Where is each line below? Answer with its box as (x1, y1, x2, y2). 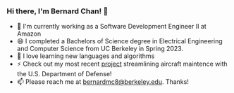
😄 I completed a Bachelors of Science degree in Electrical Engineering (16, 37, 223, 45)
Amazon (16, 29, 42, 38)
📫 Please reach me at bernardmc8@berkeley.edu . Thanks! (16, 78, 190, 86)
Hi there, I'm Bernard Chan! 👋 (6, 6, 109, 16)
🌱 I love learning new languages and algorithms (16, 52, 155, 60)
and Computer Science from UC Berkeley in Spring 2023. (16, 45, 184, 53)
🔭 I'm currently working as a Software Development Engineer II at (16, 22, 207, 31)
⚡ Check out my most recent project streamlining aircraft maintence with (16, 59, 228, 69)
